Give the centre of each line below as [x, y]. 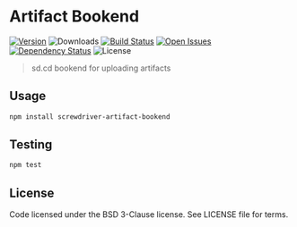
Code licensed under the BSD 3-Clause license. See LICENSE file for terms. [149, 214]
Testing [31, 145]
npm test [26, 165]
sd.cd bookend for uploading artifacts [101, 68]
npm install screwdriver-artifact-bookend [90, 117]
